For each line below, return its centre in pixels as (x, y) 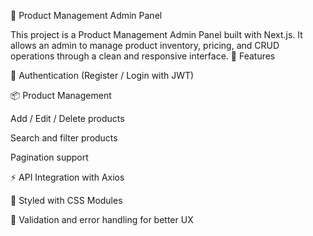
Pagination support (49, 157)
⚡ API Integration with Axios (67, 177)
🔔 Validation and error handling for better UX (102, 219)
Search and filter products (64, 138)
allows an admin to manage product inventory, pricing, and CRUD (145, 45)
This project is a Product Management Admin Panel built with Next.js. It (156, 34)
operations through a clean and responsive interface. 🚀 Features (143, 56)
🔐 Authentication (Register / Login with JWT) (102, 75)
